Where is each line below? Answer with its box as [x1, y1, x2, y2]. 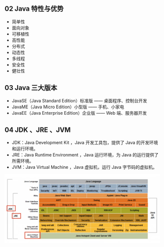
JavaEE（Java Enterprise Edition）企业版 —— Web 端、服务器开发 [11, 110, 147, 116]
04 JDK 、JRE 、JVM [4, 126, 71, 134]
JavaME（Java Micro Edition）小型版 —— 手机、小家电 [11, 104, 124, 110]
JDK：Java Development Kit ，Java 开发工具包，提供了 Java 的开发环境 [11, 140, 158, 146]
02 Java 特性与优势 [4, 4, 64, 13]
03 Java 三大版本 [4, 84, 58, 92]
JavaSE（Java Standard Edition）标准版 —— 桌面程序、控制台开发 [11, 97, 147, 103]
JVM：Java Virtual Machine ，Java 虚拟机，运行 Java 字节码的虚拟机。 [11, 164, 157, 170]
